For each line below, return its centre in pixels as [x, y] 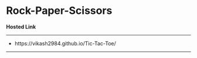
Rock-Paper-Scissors [59, 11]
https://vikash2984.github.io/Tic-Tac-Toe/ [65, 43]
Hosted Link [21, 27]
